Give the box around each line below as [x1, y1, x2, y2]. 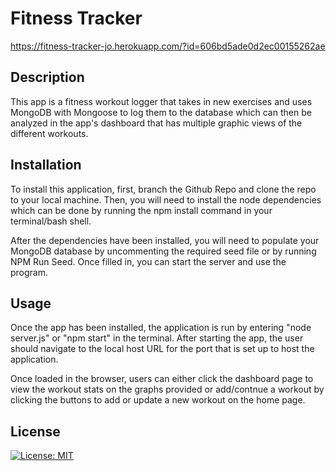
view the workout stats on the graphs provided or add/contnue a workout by [10, 383, 325, 396]
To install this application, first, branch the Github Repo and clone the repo [10, 183, 317, 195]
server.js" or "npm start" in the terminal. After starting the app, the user [10, 332, 304, 344]
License [10, 423, 61, 440]
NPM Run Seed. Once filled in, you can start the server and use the [10, 255, 287, 267]
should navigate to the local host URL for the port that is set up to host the [10, 343, 315, 355]
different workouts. [10, 127, 89, 139]
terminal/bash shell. [10, 215, 92, 227]
